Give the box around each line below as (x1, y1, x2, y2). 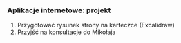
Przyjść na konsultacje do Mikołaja (17, 28, 116, 36)
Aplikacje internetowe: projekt (7, 5, 111, 15)
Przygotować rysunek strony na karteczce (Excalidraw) (17, 21, 175, 29)
